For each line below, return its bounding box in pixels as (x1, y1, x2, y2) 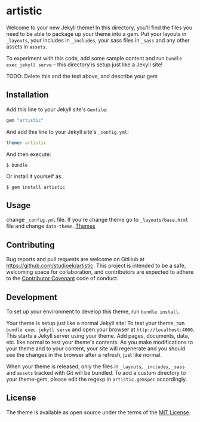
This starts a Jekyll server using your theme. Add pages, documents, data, (6, 332, 190, 339)
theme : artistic (6, 139, 47, 146)
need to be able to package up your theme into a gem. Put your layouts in (6, 30, 187, 37)
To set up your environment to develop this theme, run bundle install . (6, 308, 180, 315)
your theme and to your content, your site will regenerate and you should (6, 345, 186, 352)
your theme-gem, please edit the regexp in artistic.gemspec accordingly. (6, 375, 187, 383)
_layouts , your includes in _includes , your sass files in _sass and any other (6, 36, 190, 44)
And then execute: (6, 151, 51, 158)
